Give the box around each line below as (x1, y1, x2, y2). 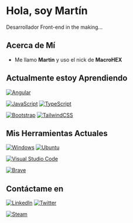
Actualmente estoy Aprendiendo (6, 73, 128, 83)
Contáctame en (6, 184, 64, 194)
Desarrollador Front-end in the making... (6, 23, 103, 31)
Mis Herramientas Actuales (6, 128, 108, 138)
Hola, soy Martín (6, 4, 88, 18)
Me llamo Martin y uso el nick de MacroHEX (14, 56, 122, 63)
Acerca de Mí (6, 40, 56, 50)
